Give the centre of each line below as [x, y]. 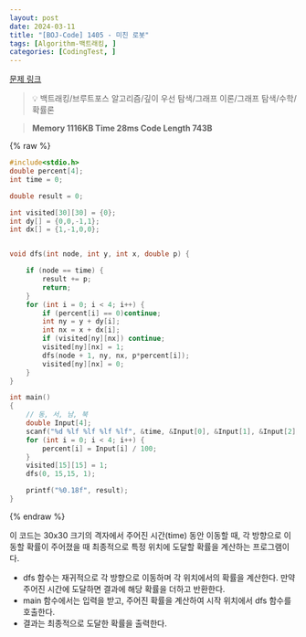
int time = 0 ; [37, 179]
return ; [57, 287]
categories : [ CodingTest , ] [63, 52]
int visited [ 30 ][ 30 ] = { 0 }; [63, 212]
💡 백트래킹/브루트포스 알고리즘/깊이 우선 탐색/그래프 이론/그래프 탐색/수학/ [164, 99]
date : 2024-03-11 [42, 27]
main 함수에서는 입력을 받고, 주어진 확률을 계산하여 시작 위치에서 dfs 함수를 [157, 600]
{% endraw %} [37, 516]
